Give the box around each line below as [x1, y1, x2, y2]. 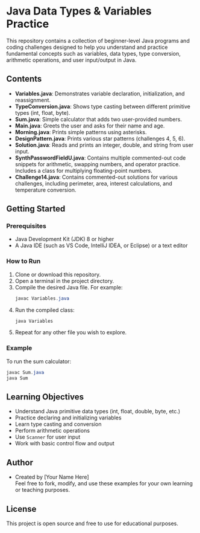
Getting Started [6, 204, 66, 214]
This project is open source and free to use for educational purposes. [6, 520, 179, 527]
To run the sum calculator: [6, 358, 71, 365]
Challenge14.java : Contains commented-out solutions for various [14, 173, 178, 181]
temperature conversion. [14, 186, 77, 193]
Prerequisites [6, 222, 46, 230]
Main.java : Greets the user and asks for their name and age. [14, 122, 165, 129]
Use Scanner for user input [14, 433, 81, 441]
